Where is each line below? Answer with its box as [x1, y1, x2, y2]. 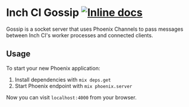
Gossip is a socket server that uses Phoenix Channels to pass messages [6, 25, 184, 33]
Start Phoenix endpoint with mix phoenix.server [14, 82, 133, 89]
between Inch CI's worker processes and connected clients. [6, 31, 153, 38]
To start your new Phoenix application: [6, 64, 100, 72]
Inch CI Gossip [6, 6, 79, 20]
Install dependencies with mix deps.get [14, 76, 111, 83]
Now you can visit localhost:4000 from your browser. [6, 93, 137, 100]
